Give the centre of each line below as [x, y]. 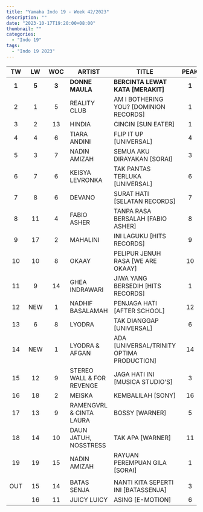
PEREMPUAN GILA [140, 462]
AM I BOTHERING [139, 99]
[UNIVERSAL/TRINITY [145, 345]
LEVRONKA [86, 180]
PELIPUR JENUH [137, 253]
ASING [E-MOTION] [143, 499]
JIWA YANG [130, 278]
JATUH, [81, 438]
